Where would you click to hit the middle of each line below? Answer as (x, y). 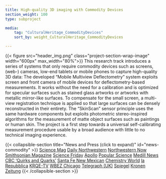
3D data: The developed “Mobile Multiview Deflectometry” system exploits (82, 77)
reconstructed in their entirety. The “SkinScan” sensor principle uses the (79, 108)
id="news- (148, 144)
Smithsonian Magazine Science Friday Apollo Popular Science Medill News (82, 155)
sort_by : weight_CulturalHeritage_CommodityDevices (69, 37)
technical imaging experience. (36, 135)
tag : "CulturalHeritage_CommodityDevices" (59, 33)
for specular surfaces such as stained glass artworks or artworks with (77, 93)
